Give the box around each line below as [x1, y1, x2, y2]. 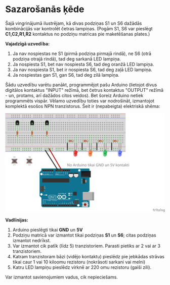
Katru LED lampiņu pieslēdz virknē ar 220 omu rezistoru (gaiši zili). [12, 264, 152, 270]
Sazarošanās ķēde [5, 4, 84, 15]
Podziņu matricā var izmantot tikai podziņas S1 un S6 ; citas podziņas [12, 232, 156, 238]
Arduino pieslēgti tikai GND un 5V [12, 226, 83, 233]
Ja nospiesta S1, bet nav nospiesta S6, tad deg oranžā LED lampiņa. [12, 61, 154, 67]
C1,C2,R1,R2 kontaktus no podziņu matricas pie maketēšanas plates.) [5, 31, 150, 37]
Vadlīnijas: [5, 217, 29, 223]
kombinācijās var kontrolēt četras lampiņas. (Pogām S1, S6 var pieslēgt [5, 25, 153, 31]
